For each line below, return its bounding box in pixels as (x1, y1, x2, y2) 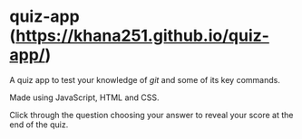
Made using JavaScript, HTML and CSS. (9, 92, 161, 103)
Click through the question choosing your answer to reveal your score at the (9, 109, 294, 120)
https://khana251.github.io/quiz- (15, 25, 270, 46)
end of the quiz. (9, 119, 69, 130)
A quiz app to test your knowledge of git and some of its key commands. (9, 74, 281, 85)
